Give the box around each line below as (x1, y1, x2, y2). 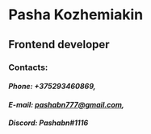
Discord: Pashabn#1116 (8, 118, 89, 128)
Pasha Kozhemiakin (8, 6, 144, 24)
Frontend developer (8, 38, 111, 51)
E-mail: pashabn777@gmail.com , (8, 99, 125, 109)
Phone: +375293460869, (8, 82, 97, 91)
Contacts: (8, 62, 48, 73)
